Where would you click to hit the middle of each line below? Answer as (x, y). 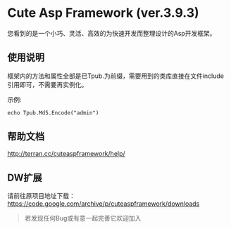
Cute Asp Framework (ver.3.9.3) (103, 13)
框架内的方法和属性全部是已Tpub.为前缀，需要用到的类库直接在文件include (115, 76)
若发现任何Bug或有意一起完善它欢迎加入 (83, 218)
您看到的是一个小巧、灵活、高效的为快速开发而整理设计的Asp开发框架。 (112, 33)
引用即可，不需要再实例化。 (48, 84)
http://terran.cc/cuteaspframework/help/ (66, 154)
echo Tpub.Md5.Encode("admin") (53, 113)
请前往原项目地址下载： (41, 196)
